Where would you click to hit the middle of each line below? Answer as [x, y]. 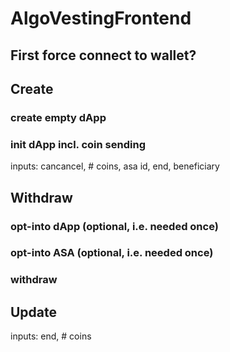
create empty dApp [58, 117]
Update [34, 312]
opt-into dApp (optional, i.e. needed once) [114, 226]
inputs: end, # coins [51, 336]
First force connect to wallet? [103, 55]
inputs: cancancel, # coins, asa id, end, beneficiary [115, 166]
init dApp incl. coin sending [78, 144]
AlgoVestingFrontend [101, 18]
